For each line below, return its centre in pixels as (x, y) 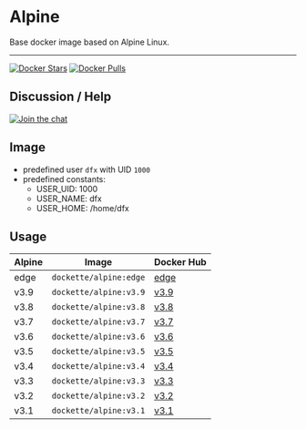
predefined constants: (64, 179)
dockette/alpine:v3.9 (98, 292)
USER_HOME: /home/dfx (83, 208)
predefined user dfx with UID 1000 (86, 169)
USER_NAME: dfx (69, 199)
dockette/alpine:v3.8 (98, 307)
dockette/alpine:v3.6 (98, 337)
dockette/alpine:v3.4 (98, 367)
